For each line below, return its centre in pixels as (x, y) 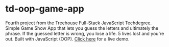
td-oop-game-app (45, 9)
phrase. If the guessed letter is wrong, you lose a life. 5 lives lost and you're (85, 33)
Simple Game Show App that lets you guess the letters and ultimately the (82, 28)
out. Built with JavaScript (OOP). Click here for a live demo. (67, 39)
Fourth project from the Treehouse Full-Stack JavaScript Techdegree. (79, 23)
